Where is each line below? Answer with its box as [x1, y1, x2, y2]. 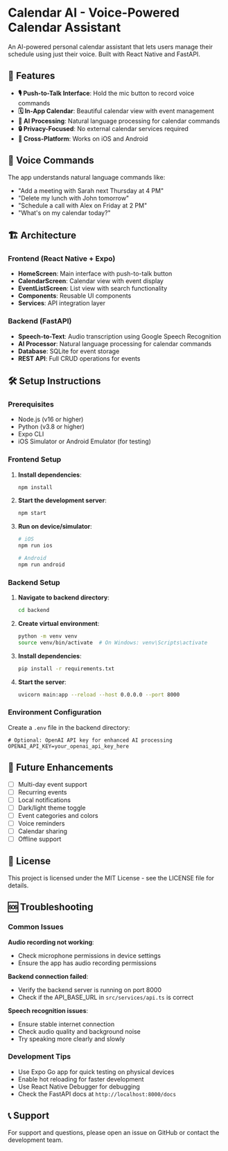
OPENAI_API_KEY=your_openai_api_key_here [8, 742, 130, 750]
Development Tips [8, 1052, 71, 1062]
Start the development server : [17, 496, 107, 504]
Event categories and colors [17, 811, 99, 819]
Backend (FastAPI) [8, 316, 72, 326]
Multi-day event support [17, 780, 87, 788]
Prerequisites [8, 399, 54, 409]
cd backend [17, 607, 50, 614]
